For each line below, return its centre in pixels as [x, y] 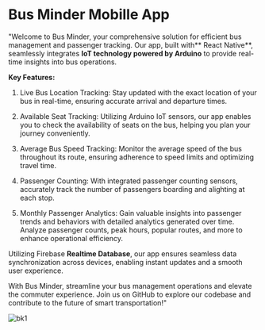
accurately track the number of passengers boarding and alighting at [132, 189]
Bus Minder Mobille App [89, 15]
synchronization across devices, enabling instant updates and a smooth [126, 262]
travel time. [38, 165]
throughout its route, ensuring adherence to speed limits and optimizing [136, 157]
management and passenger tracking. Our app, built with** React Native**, [131, 44]
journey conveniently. [55, 133]
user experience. [36, 271]
